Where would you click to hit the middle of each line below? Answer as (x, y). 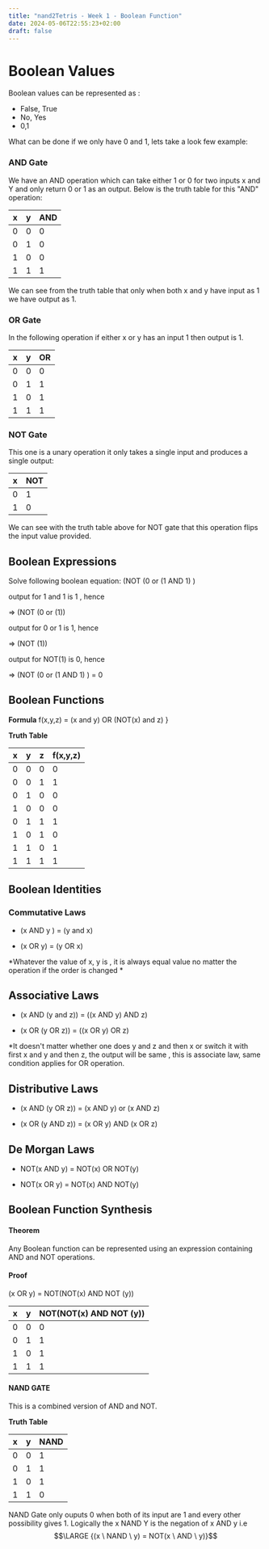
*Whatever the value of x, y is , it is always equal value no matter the (123, 962)
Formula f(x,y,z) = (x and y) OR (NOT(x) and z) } (88, 719)
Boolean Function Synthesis (80, 1210)
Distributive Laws (53, 1089)
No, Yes (33, 117)
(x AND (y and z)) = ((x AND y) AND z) (84, 1015)
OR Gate (25, 320)
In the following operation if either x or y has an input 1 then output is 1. (126, 337)
